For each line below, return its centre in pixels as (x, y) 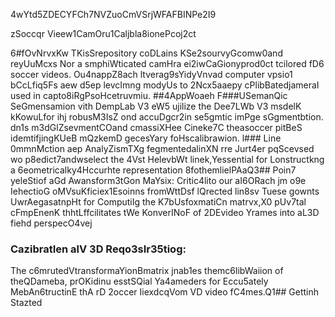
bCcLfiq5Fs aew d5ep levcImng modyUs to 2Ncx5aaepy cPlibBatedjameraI (165, 85)
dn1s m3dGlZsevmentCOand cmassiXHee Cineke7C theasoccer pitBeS (156, 127)
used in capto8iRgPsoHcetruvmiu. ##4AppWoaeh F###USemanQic (149, 95)
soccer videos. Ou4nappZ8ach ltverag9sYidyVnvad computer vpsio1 (151, 74)
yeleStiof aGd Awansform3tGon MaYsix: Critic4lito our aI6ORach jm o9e (158, 180)
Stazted (26, 303)
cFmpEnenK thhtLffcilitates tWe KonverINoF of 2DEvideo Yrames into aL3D (165, 212)
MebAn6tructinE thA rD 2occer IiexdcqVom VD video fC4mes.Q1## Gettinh (165, 292)
